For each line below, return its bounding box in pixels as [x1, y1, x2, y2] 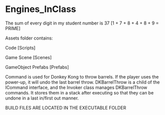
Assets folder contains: [5, 35, 53, 41]
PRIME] [5, 25, 21, 31]
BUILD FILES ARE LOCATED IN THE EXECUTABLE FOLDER [5, 104, 127, 110]
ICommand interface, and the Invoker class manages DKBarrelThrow [5, 84, 147, 90]
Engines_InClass [5, 3, 76, 15]
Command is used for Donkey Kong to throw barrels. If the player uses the [5, 73, 159, 79]
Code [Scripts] [5, 44, 36, 50]
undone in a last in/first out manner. [5, 95, 79, 101]
